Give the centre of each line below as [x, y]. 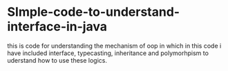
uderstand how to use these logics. [57, 60]
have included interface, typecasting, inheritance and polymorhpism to [108, 53]
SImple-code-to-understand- [94, 12]
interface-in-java [57, 27]
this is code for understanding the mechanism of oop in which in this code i [114, 45]
